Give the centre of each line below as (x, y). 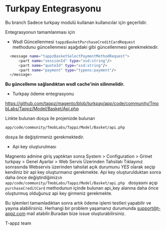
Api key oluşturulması (34, 147)
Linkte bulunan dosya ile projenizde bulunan (50, 118)
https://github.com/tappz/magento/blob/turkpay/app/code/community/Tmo (82, 104)
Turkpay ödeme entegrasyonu (43, 94)
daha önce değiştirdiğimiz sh (34, 178)
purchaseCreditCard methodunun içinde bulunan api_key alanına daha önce (82, 188)
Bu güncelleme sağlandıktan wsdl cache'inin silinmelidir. (65, 84)
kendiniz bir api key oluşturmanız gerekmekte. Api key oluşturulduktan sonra (83, 172)
